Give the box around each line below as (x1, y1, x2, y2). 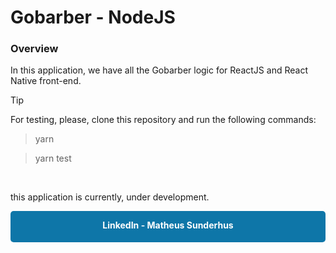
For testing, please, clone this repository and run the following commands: (10, 114, 317, 126)
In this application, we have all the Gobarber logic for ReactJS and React (10, 64, 308, 76)
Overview (10, 42, 59, 56)
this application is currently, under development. (10, 191, 210, 203)
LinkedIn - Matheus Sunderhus (102, 219, 234, 231)
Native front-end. (10, 75, 82, 87)
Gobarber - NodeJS (10, 6, 176, 29)
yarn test (34, 152, 72, 165)
